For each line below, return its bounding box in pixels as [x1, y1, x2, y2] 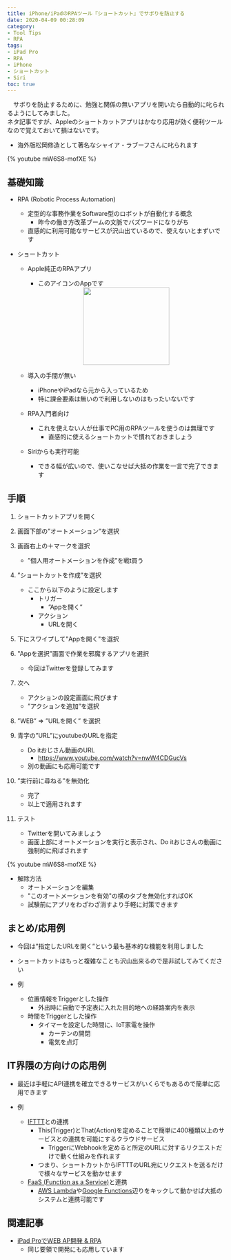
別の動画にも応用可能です [27, 761, 101, 770]
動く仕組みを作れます [60, 1152, 121, 1160]
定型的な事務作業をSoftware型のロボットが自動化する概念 [27, 210, 192, 218]
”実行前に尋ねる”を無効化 [17, 777, 90, 785]
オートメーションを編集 [27, 883, 94, 891]
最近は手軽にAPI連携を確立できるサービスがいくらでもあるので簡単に [17, 1079, 214, 1088]
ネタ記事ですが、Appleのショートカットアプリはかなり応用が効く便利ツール [7, 118, 223, 126]
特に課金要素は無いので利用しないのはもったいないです [37, 394, 195, 403]
